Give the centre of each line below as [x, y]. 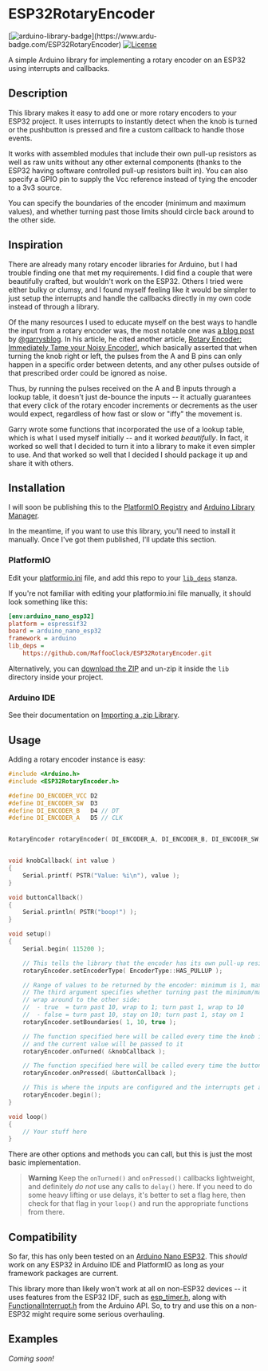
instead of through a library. [54, 306]
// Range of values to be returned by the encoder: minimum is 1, [135, 985]
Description [38, 94]
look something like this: [48, 601]
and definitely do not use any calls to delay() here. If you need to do [140, 1187]
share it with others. [41, 463]
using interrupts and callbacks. [59, 68]
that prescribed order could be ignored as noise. [88, 372]
